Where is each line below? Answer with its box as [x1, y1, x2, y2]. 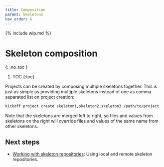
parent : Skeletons [5, 12, 43, 17]
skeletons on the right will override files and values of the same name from [5, 118, 159, 124]
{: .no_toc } [5, 64, 28, 70]
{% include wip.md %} [5, 30, 51, 36]
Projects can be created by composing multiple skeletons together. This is [5, 83, 158, 90]
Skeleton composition [5, 48, 98, 59]
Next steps [5, 138, 40, 146]
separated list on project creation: [5, 94, 75, 100]
